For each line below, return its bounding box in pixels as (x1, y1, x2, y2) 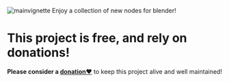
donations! (7, 45, 70, 61)
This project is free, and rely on (7, 31, 187, 46)
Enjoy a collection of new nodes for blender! (51, 7, 176, 14)
